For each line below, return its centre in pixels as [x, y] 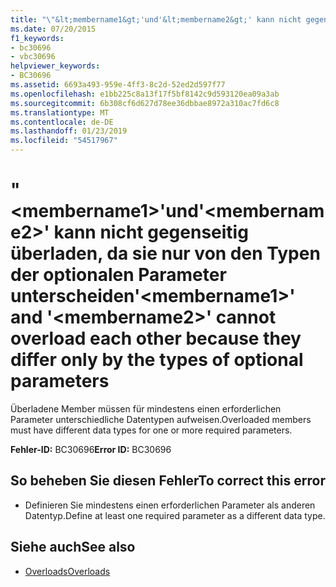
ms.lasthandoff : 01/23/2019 [69, 131]
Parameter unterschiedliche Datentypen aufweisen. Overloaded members [161, 419]
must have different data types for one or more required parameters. [151, 430]
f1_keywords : [37, 38]
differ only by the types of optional [157, 360]
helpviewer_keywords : [55, 66]
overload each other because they [156, 338]
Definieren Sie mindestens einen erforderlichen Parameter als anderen [170, 505]
